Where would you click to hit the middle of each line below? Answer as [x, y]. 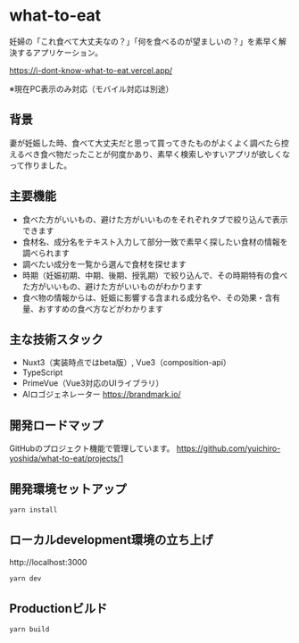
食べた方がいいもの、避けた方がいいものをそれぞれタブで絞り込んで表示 [155, 219]
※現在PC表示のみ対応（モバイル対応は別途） [91, 88]
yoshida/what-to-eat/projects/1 [66, 459]
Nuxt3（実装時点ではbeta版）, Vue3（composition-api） [127, 363]
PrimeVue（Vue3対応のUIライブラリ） [93, 383]
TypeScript [42, 372]
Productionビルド [58, 608]
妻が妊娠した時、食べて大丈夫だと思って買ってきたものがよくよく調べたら [145, 143]
